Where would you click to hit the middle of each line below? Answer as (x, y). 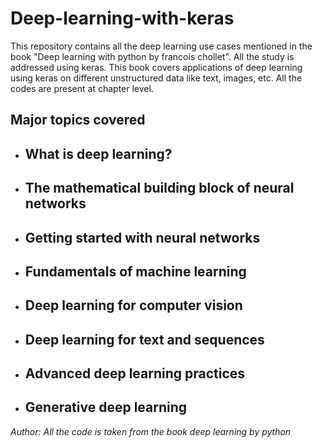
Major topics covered (78, 120)
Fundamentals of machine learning (135, 271)
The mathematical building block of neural (159, 188)
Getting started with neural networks (142, 237)
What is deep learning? (98, 153)
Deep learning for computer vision (133, 305)
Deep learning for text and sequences (144, 339)
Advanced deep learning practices (135, 373)
